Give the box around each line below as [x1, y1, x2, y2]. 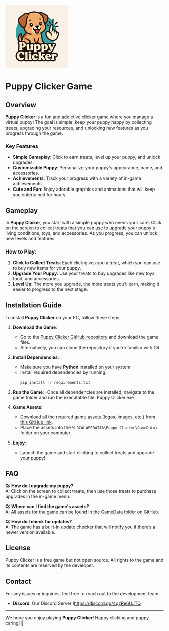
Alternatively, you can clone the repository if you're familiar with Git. [20, 345, 161, 351]
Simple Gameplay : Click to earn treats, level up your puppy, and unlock [12, 154, 161, 160]
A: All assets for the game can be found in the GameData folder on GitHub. [5, 509, 160, 515]
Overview [5, 100, 37, 109]
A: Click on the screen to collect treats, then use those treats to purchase [5, 488, 157, 494]
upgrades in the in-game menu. [5, 493, 71, 499]
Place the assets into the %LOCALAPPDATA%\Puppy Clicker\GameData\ [20, 425, 158, 431]
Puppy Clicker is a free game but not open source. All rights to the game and [5, 557, 164, 563]
